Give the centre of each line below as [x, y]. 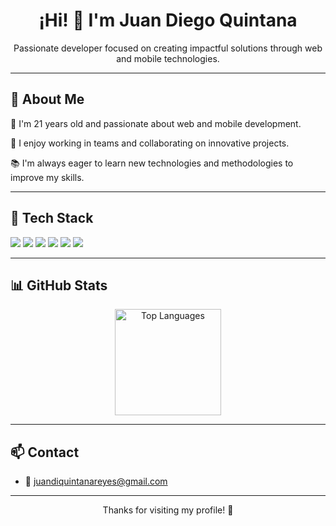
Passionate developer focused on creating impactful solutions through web [168, 48]
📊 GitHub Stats [59, 285]
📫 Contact [45, 452]
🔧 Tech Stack [52, 218]
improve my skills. [47, 177]
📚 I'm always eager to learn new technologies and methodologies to [152, 163]
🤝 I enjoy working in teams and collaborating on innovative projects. [150, 143]
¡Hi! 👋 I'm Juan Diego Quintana [168, 20]
